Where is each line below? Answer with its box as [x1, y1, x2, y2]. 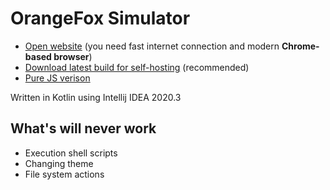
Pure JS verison [24, 72, 91, 84]
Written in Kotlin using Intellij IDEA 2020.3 [10, 91, 182, 103]
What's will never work [10, 120, 157, 137]
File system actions [24, 168, 105, 180]
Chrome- [281, 40, 320, 52]
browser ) [53, 50, 93, 62]
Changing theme [24, 157, 94, 169]
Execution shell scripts [24, 147, 118, 159]
